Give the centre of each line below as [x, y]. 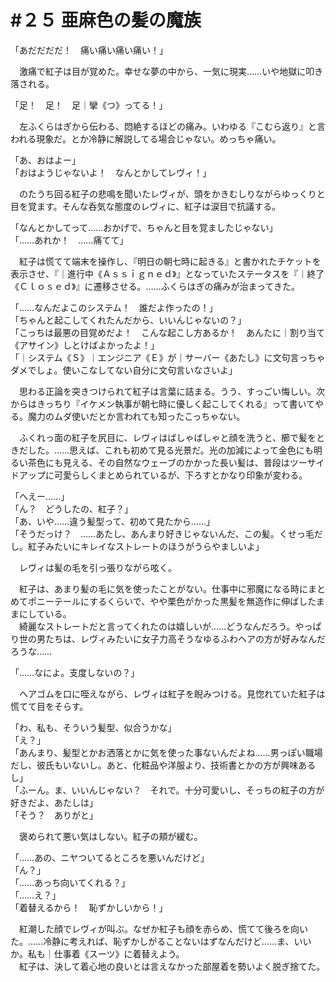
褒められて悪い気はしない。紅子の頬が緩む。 [110, 836]
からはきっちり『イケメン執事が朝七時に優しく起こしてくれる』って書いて [163, 403]
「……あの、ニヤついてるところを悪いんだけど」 [110, 857]
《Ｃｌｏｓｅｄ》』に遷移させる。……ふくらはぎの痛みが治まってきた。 [155, 286]
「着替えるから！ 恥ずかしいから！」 [89, 907]
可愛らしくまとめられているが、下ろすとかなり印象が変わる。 [180, 475]
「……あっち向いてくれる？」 [70, 882]
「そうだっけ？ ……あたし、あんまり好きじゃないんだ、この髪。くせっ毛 [162, 533]
